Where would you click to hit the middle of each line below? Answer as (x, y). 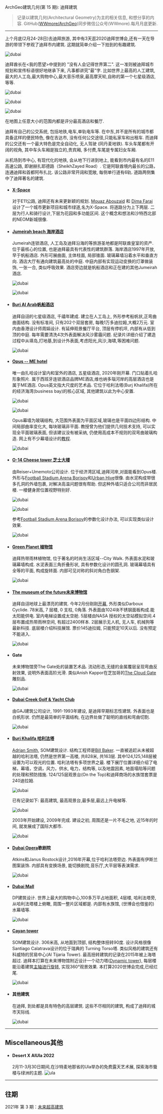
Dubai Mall (23, 886)
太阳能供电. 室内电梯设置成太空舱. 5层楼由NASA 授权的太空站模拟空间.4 (84, 616)
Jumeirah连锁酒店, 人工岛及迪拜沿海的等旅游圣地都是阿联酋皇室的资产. (83, 243)
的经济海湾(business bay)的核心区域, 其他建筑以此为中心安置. (73, 391)
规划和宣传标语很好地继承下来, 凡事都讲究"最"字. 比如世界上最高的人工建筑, (80, 70)
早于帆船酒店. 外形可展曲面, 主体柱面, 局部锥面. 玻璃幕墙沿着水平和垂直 (83, 255)
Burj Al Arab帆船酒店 (33, 305)
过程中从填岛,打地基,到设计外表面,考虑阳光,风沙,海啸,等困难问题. (76, 341)
